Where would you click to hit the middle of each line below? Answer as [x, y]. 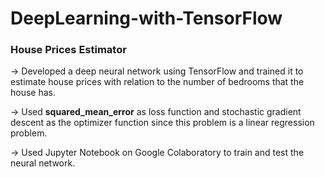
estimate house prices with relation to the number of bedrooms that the [157, 82]
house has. [33, 93]
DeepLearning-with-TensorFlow [146, 18]
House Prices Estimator [68, 50]
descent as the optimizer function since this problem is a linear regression [162, 123]
